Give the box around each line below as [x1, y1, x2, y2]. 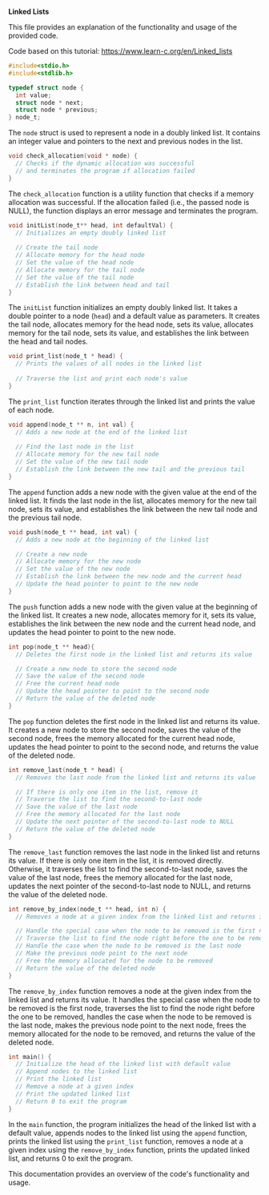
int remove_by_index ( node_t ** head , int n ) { [8, 905, 167, 913]
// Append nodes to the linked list [15, 1068, 138, 1076]
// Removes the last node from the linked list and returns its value [15, 773, 256, 782]
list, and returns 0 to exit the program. [8, 1153, 134, 1163]
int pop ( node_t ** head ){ [8, 642, 94, 651]
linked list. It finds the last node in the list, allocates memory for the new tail [8, 496, 257, 505]
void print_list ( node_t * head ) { [8, 352, 124, 360]
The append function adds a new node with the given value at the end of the [8, 487, 258, 497]
